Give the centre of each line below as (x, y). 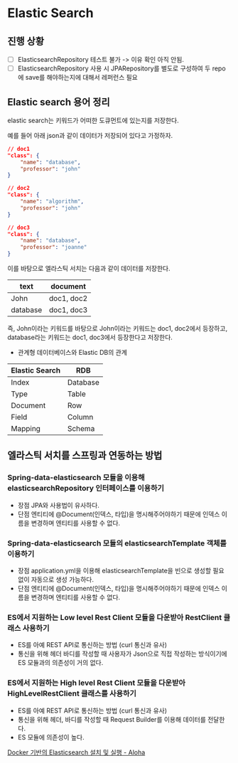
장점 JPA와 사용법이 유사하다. (58, 505)
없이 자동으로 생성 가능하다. (56, 580)
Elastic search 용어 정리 (59, 102)
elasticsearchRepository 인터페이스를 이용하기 (86, 489)
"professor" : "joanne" (54, 247)
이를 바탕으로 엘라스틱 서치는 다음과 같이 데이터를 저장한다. (89, 269)
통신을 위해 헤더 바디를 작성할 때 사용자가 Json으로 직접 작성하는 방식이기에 (122, 654)
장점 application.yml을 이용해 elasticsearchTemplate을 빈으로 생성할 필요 (121, 571)
